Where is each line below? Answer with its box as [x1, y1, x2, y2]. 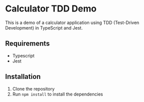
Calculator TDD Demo [5, 3, 97, 14]
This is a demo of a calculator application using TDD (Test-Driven [5, 19, 140, 25]
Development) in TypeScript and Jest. [5, 24, 83, 30]
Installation [5, 72, 41, 81]
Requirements [5, 39, 50, 48]
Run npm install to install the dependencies [12, 91, 103, 97]
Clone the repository [12, 85, 55, 91]
